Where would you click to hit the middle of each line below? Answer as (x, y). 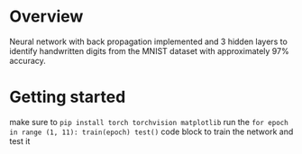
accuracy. (28, 60)
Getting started (68, 97)
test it (20, 140)
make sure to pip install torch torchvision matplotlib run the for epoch (149, 122)
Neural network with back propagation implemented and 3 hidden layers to (149, 41)
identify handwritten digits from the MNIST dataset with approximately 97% (150, 50)
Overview (46, 17)
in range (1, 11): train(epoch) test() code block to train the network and (151, 131)
